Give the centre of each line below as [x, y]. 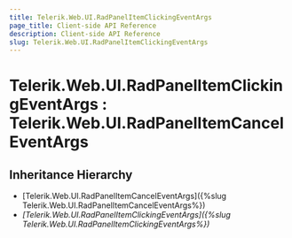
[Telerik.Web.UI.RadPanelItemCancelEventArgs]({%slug [124, 196]
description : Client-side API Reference [85, 34]
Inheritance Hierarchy [71, 175]
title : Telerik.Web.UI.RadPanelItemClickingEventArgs [111, 17]
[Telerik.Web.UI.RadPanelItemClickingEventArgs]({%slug [126, 215]
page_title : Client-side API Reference [83, 26]
